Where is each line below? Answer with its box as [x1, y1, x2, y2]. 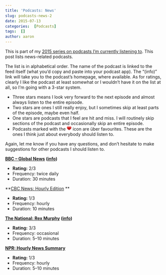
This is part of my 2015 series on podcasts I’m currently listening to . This [5, 49, 154, 54]
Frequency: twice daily [12, 171, 59, 176]
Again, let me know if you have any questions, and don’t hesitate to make [5, 141, 155, 146]
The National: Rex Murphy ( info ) [5, 215, 73, 221]
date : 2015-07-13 [5, 18, 41, 23]
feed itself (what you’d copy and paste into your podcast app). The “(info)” [5, 69, 158, 74]
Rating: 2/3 [12, 165, 36, 171]
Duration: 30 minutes [12, 176, 55, 182]
